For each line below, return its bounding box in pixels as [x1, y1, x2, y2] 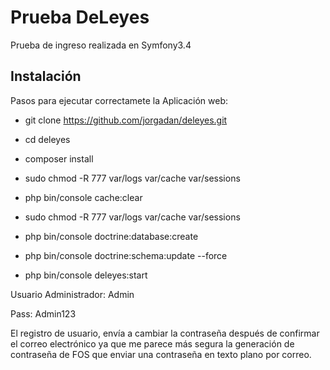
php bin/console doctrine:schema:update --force [24, 249, 228, 261]
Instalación [10, 68, 82, 85]
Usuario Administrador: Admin [10, 288, 135, 300]
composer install [24, 152, 94, 165]
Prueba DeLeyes [10, 6, 150, 29]
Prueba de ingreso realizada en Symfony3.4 [10, 39, 192, 51]
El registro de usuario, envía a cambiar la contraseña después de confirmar [10, 327, 320, 339]
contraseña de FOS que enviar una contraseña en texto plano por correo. [10, 348, 312, 360]
